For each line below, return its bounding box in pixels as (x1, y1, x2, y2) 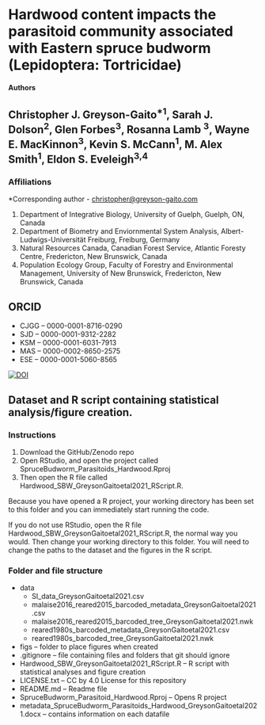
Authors (8, 82, 36, 92)
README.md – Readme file (19, 684, 108, 694)
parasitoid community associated (8, 22, 233, 40)
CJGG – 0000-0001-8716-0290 (19, 321, 123, 330)
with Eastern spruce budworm (8, 40, 211, 57)
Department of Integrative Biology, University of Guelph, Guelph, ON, (19, 210, 245, 219)
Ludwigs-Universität (19, 235, 86, 245)
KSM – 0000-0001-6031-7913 (19, 338, 117, 348)
